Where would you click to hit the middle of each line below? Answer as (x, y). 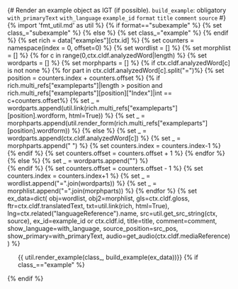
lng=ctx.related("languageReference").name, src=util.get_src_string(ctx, (113, 213)
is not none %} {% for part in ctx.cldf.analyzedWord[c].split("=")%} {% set (116, 70)
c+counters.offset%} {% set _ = (54, 101)
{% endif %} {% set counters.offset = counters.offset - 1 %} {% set (105, 168)
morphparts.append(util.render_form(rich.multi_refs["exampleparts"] (107, 123)
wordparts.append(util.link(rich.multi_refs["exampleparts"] (92, 108)
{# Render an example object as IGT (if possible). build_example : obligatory (117, 10)
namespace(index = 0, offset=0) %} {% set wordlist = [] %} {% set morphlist (119, 48)
